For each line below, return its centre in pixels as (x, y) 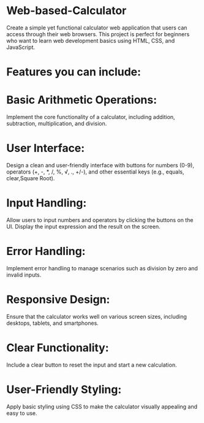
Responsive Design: (58, 299)
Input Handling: (47, 203)
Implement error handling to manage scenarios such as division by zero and (102, 268)
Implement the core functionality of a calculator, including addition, (91, 117)
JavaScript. (21, 47)
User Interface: (46, 148)
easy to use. (22, 413)
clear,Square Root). (31, 178)
